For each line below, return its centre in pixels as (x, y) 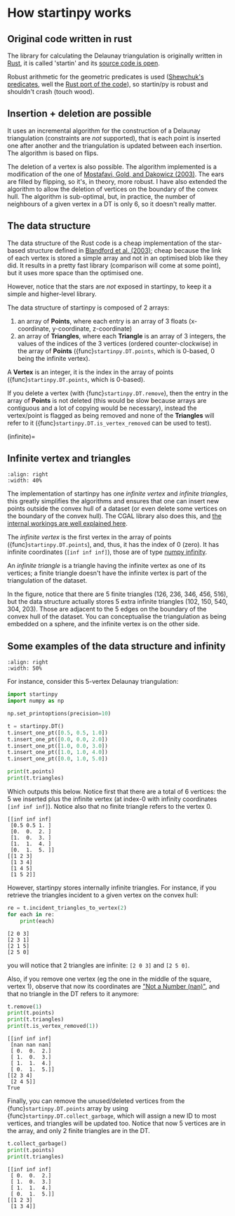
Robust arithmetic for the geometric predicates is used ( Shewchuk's (106, 77)
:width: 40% (25, 481)
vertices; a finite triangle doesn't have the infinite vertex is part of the (107, 573)
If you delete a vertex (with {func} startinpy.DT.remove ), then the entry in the (118, 393)
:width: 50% (25, 668)
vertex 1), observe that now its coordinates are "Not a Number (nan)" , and (114, 986)
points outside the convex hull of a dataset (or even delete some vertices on (117, 509)
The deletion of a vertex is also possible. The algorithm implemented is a (112, 166)
